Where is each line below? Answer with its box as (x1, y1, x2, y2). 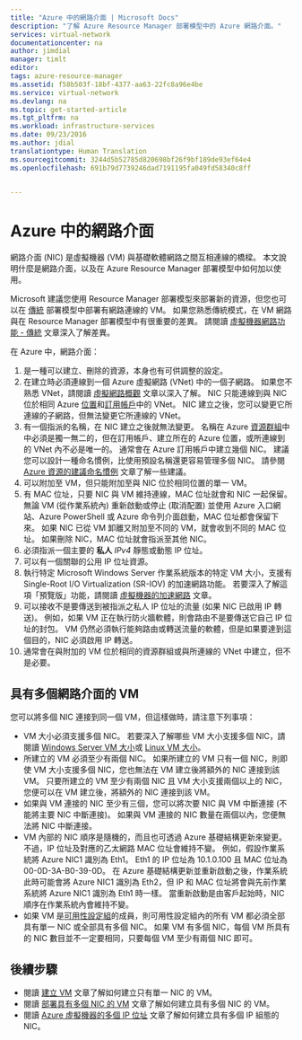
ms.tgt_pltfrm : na (10, 113, 79, 122)
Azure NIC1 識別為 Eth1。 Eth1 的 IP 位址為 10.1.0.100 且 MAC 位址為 (40, 854, 288, 865)
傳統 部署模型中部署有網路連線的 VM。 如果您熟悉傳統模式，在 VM (27, 304, 274, 315)
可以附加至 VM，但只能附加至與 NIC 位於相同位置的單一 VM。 (22, 478, 252, 489)
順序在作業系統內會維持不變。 (22, 899, 134, 910)
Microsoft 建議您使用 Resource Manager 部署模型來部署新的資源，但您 (10, 294, 272, 304)
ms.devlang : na (10, 96, 67, 106)
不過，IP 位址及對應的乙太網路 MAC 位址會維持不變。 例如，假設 (22, 843, 263, 854)
